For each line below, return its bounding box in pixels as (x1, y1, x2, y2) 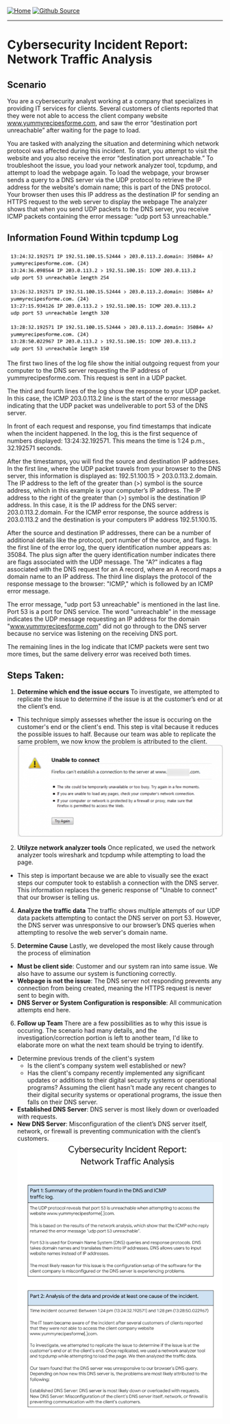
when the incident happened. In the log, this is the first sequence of (7, 429, 198, 437)
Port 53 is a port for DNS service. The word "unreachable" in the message (7, 607, 216, 615)
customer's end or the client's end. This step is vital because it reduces (16, 723, 219, 731)
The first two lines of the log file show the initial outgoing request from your (7, 359, 220, 367)
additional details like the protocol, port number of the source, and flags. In (7, 536, 218, 544)
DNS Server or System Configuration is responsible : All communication (16, 998, 222, 1007)
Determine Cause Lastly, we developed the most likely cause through (16, 942, 214, 950)
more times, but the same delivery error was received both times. (7, 650, 192, 658)
